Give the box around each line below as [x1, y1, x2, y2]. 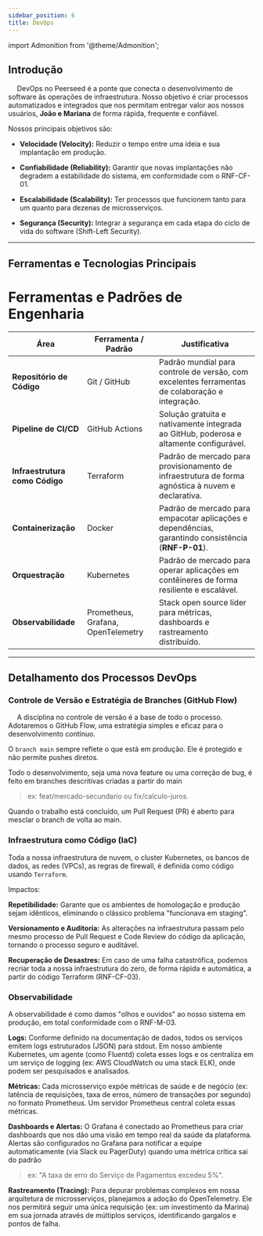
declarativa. [159, 490, 202, 501]
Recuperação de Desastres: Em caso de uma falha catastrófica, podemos [8, 955, 248, 964]
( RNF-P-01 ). [159, 542, 209, 553]
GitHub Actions [87, 423, 143, 434]
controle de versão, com [159, 366, 249, 377]
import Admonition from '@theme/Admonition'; [8, 40, 160, 49]
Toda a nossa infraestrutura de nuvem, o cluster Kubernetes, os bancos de [8, 853, 250, 862]
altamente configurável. [159, 437, 247, 448]
